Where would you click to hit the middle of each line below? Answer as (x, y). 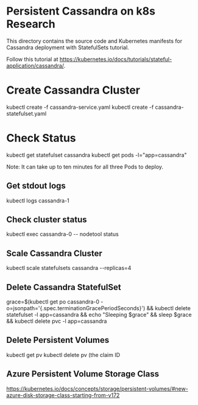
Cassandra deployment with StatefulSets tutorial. (68, 47)
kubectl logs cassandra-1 (38, 200)
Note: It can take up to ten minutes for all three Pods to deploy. (85, 167)
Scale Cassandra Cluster (54, 253)
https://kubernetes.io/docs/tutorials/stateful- (116, 59)
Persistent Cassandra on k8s (81, 11)
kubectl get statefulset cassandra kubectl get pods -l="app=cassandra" (97, 155)
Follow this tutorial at (33, 59)
